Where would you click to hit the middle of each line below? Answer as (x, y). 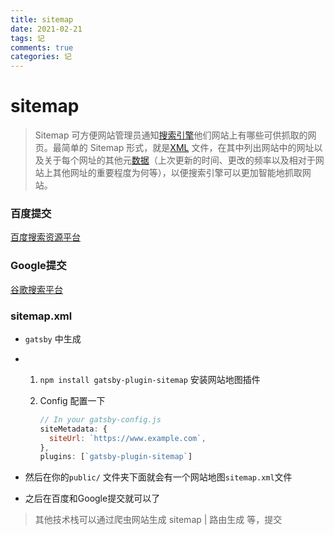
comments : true (42, 47)
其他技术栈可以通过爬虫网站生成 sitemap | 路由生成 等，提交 (158, 520)
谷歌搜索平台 (36, 289)
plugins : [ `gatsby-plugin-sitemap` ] (116, 457)
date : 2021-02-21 (46, 29)
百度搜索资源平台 (45, 237)
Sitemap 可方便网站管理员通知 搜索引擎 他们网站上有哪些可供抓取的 (171, 135)
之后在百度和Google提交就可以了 (92, 498)
